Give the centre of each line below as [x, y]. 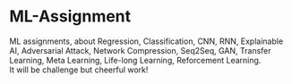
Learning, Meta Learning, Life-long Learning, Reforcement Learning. [135, 60]
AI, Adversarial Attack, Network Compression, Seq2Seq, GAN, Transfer [140, 50]
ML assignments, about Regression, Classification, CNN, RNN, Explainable [146, 41]
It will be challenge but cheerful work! [79, 70]
